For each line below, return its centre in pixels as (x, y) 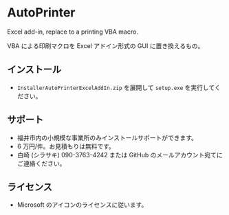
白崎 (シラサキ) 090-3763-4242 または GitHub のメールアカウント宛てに (120, 155)
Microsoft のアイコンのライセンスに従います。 (82, 205)
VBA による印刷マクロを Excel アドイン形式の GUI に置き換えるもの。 (106, 45)
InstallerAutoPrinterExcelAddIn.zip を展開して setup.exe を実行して (116, 87)
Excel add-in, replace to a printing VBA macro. (73, 32)
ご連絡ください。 (41, 163)
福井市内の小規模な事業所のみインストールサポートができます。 (107, 137)
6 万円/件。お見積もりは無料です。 (66, 146)
